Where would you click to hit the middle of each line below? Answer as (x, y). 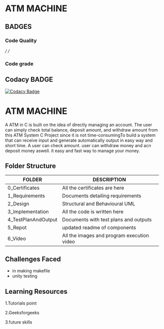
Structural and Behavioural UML (99, 204)
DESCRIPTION (109, 180)
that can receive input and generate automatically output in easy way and (79, 140)
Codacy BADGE (29, 79)
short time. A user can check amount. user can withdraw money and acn (78, 145)
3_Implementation (28, 212)
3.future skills (19, 322)
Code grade (19, 64)
